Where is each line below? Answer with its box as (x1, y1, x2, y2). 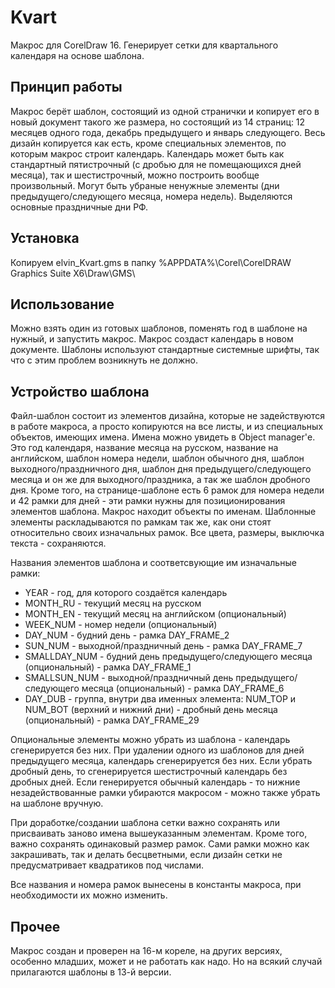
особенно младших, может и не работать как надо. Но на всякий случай (10, 956, 323, 967)
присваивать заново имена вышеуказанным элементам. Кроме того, (10, 827, 308, 840)
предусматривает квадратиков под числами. (10, 859, 205, 871)
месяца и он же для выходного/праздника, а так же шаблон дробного (10, 474, 311, 486)
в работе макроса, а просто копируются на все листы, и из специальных (10, 421, 324, 433)
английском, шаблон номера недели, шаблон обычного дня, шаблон (10, 452, 305, 465)
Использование (10, 296, 115, 313)
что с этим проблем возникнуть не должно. (10, 354, 198, 366)
